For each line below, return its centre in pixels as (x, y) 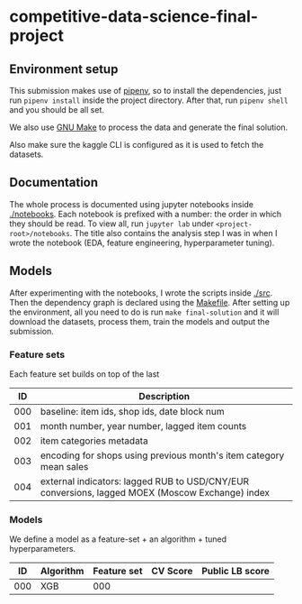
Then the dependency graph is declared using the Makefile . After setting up (150, 302)
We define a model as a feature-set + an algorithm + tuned (118, 539)
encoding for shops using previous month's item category (162, 455)
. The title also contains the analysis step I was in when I (173, 233)
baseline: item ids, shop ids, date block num (132, 411)
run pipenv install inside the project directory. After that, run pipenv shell (149, 100)
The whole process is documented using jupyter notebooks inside (132, 204)
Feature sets (37, 354)
